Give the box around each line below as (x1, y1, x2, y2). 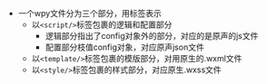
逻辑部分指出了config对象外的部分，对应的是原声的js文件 (45, 31, 259, 41)
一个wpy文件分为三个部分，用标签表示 (17, 8, 162, 18)
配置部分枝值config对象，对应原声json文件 (45, 42, 204, 52)
